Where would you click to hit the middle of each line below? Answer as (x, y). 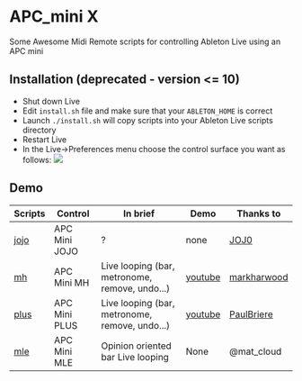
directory (39, 130)
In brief (139, 213)
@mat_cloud (255, 351)
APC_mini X (54, 17)
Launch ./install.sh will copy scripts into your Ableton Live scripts (148, 120)
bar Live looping (135, 357)
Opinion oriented (137, 346)
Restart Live (44, 139)
